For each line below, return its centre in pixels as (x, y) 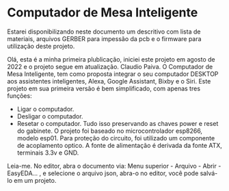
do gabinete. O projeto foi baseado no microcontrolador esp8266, (110, 131)
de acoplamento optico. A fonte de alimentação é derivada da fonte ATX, (119, 145)
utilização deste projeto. (41, 46)
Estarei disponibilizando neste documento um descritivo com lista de (104, 31)
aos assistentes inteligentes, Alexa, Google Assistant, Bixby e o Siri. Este (109, 81)
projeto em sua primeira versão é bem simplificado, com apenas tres (104, 88)
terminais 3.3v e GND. (48, 153)
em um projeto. (35, 180)
